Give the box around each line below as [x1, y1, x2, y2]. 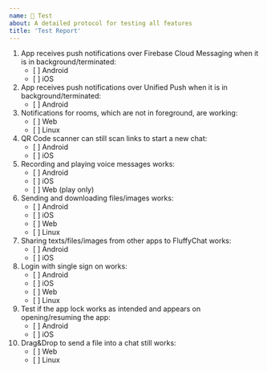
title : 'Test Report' [9, 26, 82, 34]
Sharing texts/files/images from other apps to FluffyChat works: [20, 236, 232, 245]
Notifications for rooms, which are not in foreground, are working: [20, 108, 238, 118]
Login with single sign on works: [20, 261, 127, 271]
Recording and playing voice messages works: [20, 160, 176, 169]
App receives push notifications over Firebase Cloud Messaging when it [20, 49, 259, 59]
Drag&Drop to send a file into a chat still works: [20, 338, 176, 348]
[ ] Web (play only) [32, 185, 95, 195]
